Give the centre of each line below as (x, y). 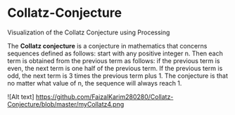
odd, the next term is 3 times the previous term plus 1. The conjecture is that (118, 76)
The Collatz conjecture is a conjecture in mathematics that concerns (107, 46)
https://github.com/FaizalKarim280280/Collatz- (104, 97)
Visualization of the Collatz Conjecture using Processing (89, 32)
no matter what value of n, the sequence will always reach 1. (95, 83)
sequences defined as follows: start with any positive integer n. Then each (115, 53)
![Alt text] (21, 97)
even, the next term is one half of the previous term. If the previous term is (115, 68)
